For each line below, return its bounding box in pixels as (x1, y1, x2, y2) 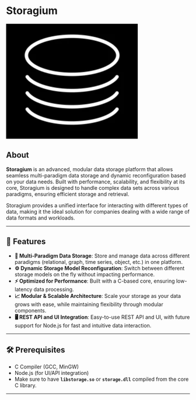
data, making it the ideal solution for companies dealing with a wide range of (6, 208, 190, 215)
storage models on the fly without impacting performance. (14, 270, 155, 278)
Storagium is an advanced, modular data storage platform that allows (6, 165, 173, 173)
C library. (14, 382, 37, 389)
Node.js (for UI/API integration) (14, 370, 89, 377)
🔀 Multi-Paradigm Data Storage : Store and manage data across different (14, 252, 190, 259)
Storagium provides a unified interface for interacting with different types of (6, 201, 188, 208)
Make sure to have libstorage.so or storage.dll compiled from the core (14, 375, 189, 383)
